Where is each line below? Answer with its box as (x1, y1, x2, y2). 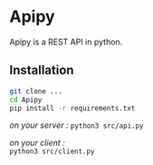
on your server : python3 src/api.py (9, 120, 144, 131)
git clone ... (9, 86, 63, 96)
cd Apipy (9, 95, 43, 104)
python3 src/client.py (9, 147, 95, 156)
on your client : (9, 138, 65, 149)
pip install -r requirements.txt (9, 103, 136, 112)
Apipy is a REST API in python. (9, 36, 123, 47)
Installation (9, 63, 74, 78)
